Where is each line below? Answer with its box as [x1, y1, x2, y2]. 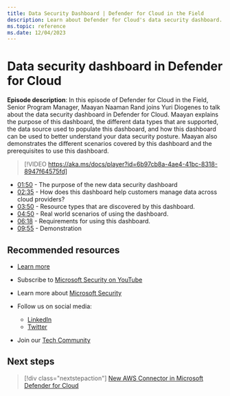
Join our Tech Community [16, 336, 91, 344]
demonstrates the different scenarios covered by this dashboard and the [7, 140, 212, 148]
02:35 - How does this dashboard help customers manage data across [16, 188, 218, 196]
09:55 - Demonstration [16, 224, 82, 233]
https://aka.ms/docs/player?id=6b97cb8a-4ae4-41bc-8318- [47, 160, 218, 169]
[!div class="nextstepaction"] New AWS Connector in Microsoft [23, 374, 204, 382]
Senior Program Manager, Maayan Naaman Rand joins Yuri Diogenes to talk [7, 103, 221, 112]
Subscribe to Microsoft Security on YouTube [16, 275, 143, 284]
